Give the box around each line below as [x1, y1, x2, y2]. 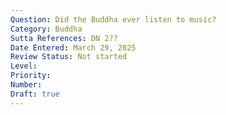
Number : [10, 80, 43, 90]
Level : [10, 61, 38, 71]
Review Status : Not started [10, 52, 128, 62]
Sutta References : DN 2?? [10, 33, 118, 43]
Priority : [10, 71, 52, 81]
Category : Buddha [10, 24, 83, 34]
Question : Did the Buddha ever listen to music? [10, 14, 217, 25]
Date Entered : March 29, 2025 [10, 42, 137, 53]
